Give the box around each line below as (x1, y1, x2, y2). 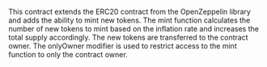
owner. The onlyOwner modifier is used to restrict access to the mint (8, 41, 237, 51)
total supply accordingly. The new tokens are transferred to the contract (8, 32, 248, 42)
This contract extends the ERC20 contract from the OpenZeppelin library (8, 7, 251, 16)
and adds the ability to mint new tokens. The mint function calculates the (8, 15, 251, 25)
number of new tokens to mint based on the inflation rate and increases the (8, 24, 259, 33)
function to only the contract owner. (8, 50, 128, 59)
